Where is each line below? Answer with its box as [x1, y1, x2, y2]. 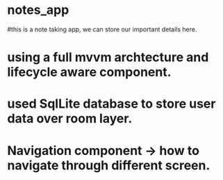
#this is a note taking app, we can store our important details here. [7, 25, 197, 33]
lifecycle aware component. [7, 65, 172, 80]
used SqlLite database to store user [7, 96, 216, 112]
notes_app [7, 2, 69, 18]
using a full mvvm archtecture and [7, 49, 209, 65]
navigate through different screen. [7, 157, 210, 173]
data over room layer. [7, 111, 133, 126]
